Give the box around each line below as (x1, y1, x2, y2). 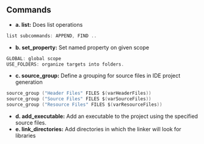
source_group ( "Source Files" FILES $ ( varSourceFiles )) (6, 96, 151, 102)
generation (15, 78, 43, 86)
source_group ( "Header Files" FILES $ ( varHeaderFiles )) (6, 91, 151, 97)
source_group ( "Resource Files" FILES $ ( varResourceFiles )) (6, 101, 163, 108)
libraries (15, 132, 36, 139)
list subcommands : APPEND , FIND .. (6, 33, 97, 39)
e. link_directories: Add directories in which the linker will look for (15, 126, 181, 133)
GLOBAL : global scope (6, 55, 62, 61)
